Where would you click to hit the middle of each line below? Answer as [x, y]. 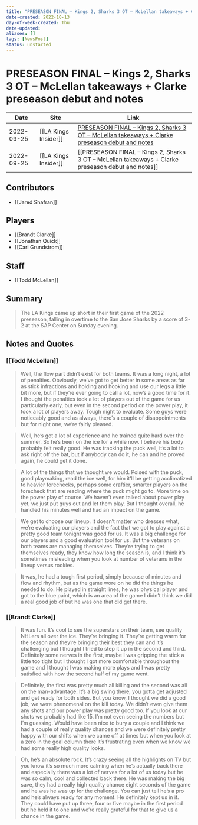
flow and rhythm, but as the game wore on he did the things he [97, 583]
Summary [24, 299]
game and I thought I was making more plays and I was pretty [95, 668]
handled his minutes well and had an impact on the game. [90, 509]
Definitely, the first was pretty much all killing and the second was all [104, 686]
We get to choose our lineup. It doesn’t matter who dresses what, [100, 521]
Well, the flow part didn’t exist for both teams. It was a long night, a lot [105, 373]
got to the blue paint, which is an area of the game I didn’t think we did [106, 595]
